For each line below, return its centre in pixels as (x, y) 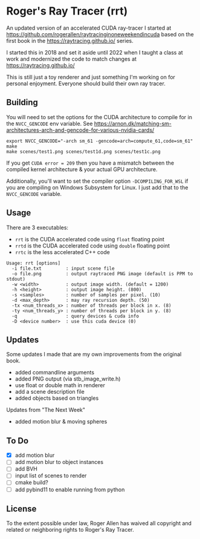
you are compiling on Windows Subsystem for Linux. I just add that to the (97, 187)
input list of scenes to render (51, 475)
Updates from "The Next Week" (46, 410)
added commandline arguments (55, 373)
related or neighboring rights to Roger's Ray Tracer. (70, 530)
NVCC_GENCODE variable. (34, 194)
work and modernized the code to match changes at (72, 59)
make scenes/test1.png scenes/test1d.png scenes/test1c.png (84, 152)
